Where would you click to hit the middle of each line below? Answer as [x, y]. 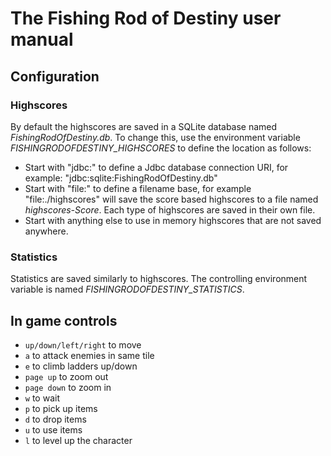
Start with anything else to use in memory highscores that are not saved [173, 220]
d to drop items [55, 419]
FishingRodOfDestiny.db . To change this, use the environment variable [155, 137]
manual [42, 39]
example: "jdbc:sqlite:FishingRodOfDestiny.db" [121, 178]
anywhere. [46, 231]
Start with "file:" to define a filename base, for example [138, 188]
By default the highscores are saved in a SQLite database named [144, 126]
